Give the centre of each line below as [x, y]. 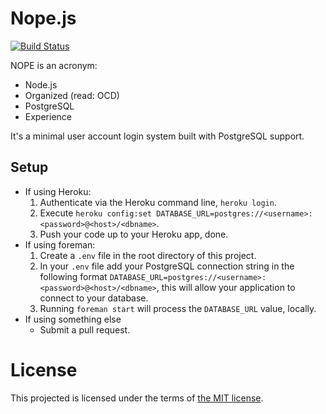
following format [73, 276]
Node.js [41, 84]
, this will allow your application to [226, 287]
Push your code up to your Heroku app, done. [134, 234]
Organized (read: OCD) [72, 95]
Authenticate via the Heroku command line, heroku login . [158, 202]
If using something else [73, 319]
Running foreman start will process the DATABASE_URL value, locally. [178, 308]
